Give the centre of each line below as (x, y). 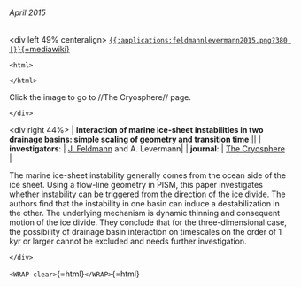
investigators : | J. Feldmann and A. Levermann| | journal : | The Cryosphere (147, 149)
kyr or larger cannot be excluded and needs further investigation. (128, 241)
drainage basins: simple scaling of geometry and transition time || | (135, 140)
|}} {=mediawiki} (39, 50)
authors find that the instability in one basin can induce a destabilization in (145, 204)
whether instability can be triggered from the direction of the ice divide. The (147, 194)
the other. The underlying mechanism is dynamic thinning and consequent (145, 213)
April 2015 (27, 12)
